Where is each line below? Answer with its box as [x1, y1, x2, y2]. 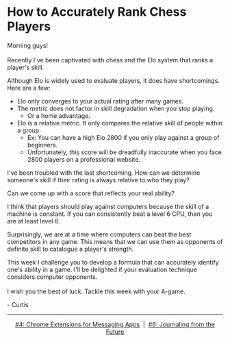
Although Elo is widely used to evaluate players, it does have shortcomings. [7, 76, 220, 84]
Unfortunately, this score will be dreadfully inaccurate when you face [27, 148, 222, 156]
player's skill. [7, 63, 44, 71]
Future [105, 327, 125, 336]
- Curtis [7, 300, 29, 308]
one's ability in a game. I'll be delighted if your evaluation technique [7, 265, 197, 273]
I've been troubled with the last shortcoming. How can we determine [7, 169, 201, 177]
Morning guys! [7, 41, 49, 49]
